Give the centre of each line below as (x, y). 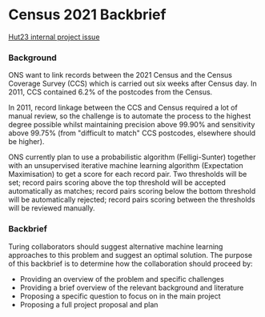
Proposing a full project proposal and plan (89, 304)
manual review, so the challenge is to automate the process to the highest (130, 116)
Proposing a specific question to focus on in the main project (120, 296)
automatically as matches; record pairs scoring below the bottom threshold (132, 191)
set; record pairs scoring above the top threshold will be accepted (117, 183)
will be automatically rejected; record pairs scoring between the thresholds (132, 200)
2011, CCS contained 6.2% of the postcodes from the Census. (110, 92)
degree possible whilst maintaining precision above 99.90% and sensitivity (132, 125)
